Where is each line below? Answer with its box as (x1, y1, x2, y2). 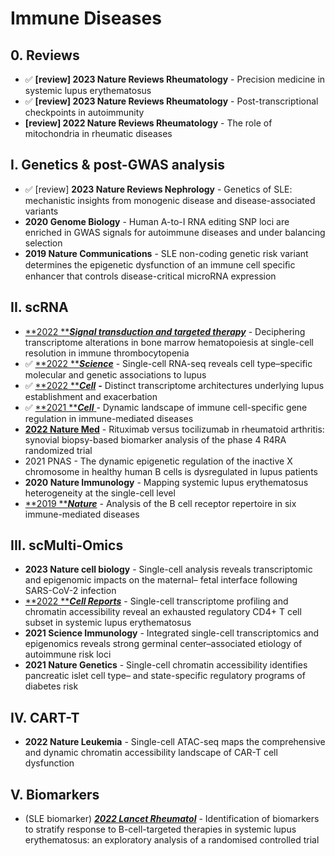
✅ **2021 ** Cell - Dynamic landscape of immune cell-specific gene (24, 401, 308, 413)
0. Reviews (10, 47, 80, 64)
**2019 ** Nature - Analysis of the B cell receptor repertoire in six (24, 497, 297, 509)
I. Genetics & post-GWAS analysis (10, 157, 226, 174)
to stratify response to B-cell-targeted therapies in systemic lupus (24, 823, 297, 836)
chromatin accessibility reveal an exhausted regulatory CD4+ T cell (24, 606, 302, 618)
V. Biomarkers (10, 786, 100, 803)
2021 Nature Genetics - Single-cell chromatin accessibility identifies (24, 659, 308, 671)
